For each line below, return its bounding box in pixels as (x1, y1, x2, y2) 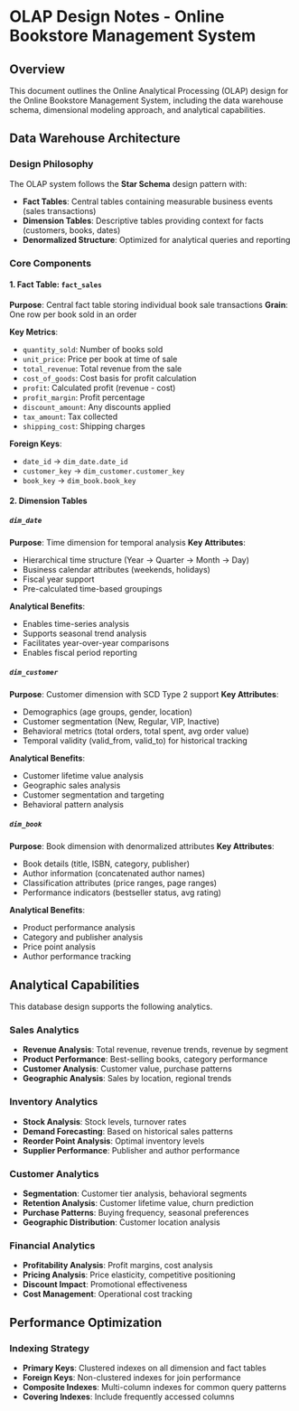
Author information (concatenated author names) (22, 868, 206, 879)
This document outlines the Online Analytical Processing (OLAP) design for (9, 86, 289, 96)
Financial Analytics (9, 1239, 96, 1252)
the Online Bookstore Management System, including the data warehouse (9, 95, 284, 106)
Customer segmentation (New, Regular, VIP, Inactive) (22, 716, 220, 727)
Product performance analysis (22, 922, 135, 933)
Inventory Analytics (9, 1096, 98, 1108)
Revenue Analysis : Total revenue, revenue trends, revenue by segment (22, 1044, 289, 1055)
